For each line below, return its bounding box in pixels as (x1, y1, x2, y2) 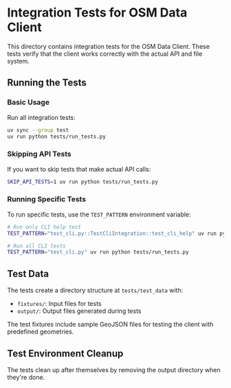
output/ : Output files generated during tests (16, 307, 142, 315)
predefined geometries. (7, 327, 74, 336)
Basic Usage (7, 98, 50, 108)
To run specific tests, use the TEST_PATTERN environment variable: (7, 210, 191, 218)
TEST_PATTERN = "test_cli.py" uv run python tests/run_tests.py (7, 249, 189, 256)
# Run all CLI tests (7, 243, 67, 249)
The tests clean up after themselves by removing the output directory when (7, 365, 221, 374)
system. (7, 57, 30, 65)
